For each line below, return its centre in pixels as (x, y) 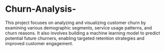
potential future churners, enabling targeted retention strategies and (75, 38)
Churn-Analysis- (41, 9)
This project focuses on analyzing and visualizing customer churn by (76, 23)
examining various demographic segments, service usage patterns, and (79, 27)
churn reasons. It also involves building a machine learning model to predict (82, 33)
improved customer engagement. (39, 43)
